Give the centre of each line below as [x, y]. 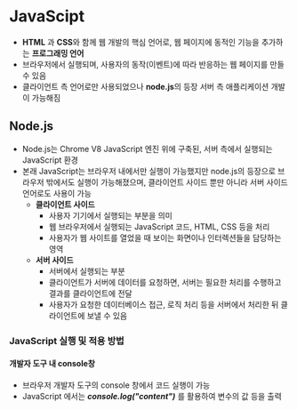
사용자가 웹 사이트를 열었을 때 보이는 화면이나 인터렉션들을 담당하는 [165, 237]
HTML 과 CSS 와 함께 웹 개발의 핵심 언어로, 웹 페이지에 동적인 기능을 [140, 42]
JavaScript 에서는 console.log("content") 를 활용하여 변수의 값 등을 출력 [152, 396]
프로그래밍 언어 [58, 53]
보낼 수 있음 [107, 315]
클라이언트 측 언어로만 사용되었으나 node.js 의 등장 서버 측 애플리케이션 [145, 86]
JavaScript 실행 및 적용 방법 [67, 341]
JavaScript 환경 [50, 160]
